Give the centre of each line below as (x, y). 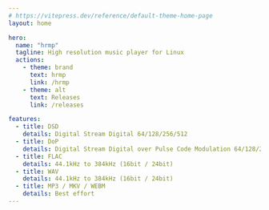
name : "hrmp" (37, 45)
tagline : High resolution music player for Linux (100, 53)
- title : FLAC (39, 156)
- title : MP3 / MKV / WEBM (60, 186)
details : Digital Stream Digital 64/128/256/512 (105, 134)
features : (25, 119)
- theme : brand (48, 68)
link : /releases (56, 105)
